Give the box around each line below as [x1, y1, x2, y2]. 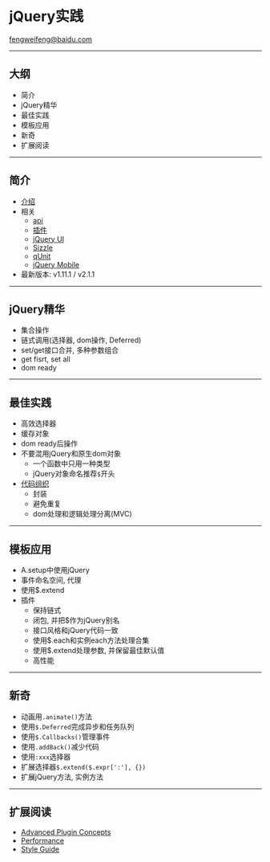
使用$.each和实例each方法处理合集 [32, 635, 150, 645]
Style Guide [20, 844, 59, 854]
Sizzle [32, 243, 53, 252]
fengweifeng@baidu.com [9, 34, 93, 44]
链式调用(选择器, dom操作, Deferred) [20, 335, 142, 345]
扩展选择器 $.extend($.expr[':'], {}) [20, 762, 147, 771]
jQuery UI [32, 234, 65, 243]
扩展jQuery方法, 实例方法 [20, 772, 103, 782]
